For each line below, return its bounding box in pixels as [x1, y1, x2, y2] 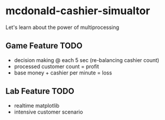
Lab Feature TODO [5, 86, 75, 96]
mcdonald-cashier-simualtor [5, 4, 150, 18]
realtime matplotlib [14, 102, 60, 109]
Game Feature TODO [5, 41, 83, 51]
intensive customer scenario [14, 108, 83, 115]
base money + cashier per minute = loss [14, 69, 113, 76]
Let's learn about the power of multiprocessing [5, 24, 120, 31]
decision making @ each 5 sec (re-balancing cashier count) [14, 56, 160, 63]
